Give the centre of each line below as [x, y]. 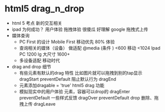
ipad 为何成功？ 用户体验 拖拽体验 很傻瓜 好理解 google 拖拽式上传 [80, 29]
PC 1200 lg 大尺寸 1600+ [44, 54]
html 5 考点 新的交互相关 [37, 23]
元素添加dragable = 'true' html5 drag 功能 [62, 85]
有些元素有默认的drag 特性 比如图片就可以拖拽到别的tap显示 [81, 73]
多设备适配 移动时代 [40, 60]
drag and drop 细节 [32, 66]
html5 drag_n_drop [44, 9]
